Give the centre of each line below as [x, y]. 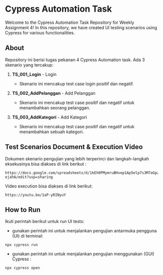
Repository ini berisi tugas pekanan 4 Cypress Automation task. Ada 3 [75, 60]
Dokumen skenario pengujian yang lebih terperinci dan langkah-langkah [77, 158]
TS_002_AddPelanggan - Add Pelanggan [54, 93]
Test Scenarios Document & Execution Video [74, 147]
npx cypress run [21, 245]
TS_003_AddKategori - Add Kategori [49, 117]
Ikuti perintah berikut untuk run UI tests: [45, 222]
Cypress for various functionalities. [40, 33]
